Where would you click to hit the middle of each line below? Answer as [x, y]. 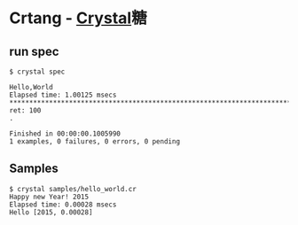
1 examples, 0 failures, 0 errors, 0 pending [94, 142]
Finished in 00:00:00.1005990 [65, 134]
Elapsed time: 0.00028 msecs [63, 205]
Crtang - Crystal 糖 [78, 18]
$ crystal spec [37, 72]
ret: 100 [25, 111]
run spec [34, 51]
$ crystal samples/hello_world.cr [73, 189]
